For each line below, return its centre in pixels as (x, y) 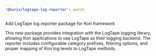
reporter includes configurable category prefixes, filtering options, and (77, 43)
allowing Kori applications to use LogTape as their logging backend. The (78, 38)
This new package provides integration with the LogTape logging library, (78, 33)
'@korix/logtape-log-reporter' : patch (45, 9)
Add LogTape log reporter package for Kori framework (60, 23)
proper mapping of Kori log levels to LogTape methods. (61, 48)
